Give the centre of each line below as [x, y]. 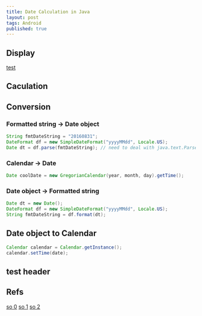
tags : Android [24, 23]
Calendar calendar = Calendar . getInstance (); [64, 247]
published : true [26, 29]
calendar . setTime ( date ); [37, 253]
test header [28, 271]
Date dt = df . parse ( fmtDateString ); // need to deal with [80, 147]
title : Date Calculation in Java [48, 12]
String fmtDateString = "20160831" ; [52, 137]
